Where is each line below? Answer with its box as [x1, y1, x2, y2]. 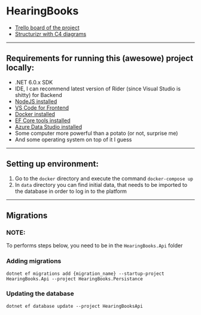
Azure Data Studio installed [14, 123, 83, 130]
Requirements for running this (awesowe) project [6, 53, 193, 63]
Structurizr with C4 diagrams [14, 30, 87, 37]
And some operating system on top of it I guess [14, 136, 132, 143]
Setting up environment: [6, 159, 99, 169]
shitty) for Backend [14, 91, 62, 98]
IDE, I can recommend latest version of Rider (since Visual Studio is [14, 85, 181, 92]
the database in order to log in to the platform [14, 187, 127, 195]
